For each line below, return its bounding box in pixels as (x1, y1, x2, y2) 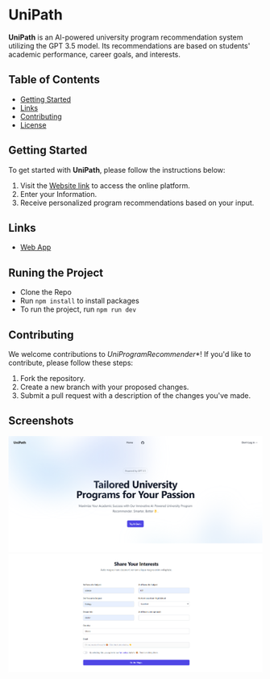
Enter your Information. (19, 189, 98, 199)
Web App (19, 242, 52, 252)
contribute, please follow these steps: (8, 358, 134, 367)
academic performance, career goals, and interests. (8, 49, 181, 59)
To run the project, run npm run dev (19, 304, 137, 314)
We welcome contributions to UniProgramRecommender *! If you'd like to (8, 350, 251, 358)
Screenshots (8, 414, 74, 428)
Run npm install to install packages (19, 296, 139, 306)
